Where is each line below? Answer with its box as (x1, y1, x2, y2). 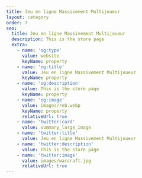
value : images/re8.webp (21, 102, 81, 109)
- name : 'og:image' (17, 97, 65, 103)
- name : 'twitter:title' (17, 130, 78, 136)
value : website (21, 53, 60, 59)
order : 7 (6, 20, 28, 26)
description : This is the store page (11, 36, 105, 42)
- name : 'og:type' (17, 47, 62, 53)
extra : (11, 42, 28, 48)
